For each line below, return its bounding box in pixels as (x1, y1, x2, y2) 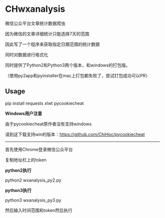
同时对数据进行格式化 (5, 52, 48, 58)
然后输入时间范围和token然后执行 (5, 207, 73, 213)
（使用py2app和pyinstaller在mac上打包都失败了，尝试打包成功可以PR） (5, 72, 150, 78)
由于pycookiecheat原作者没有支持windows (5, 121, 92, 126)
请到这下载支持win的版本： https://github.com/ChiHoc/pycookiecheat (5, 131, 145, 137)
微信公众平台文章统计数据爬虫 (5, 20, 65, 26)
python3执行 (5, 187, 32, 193)
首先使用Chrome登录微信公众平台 (5, 146, 73, 152)
